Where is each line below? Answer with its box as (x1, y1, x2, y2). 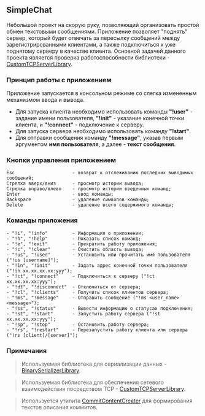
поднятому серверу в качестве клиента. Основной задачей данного (6, 47, 186, 55)
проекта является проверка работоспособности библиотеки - (6, 53, 170, 61)
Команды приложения (6, 216, 78, 225)
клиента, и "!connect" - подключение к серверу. (15, 121, 144, 128)
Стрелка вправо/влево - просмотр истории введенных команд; (6, 186, 172, 192)
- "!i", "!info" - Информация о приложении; (6, 230, 144, 236)
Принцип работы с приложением (6, 75, 112, 84)
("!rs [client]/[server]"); (6, 332, 79, 338)
